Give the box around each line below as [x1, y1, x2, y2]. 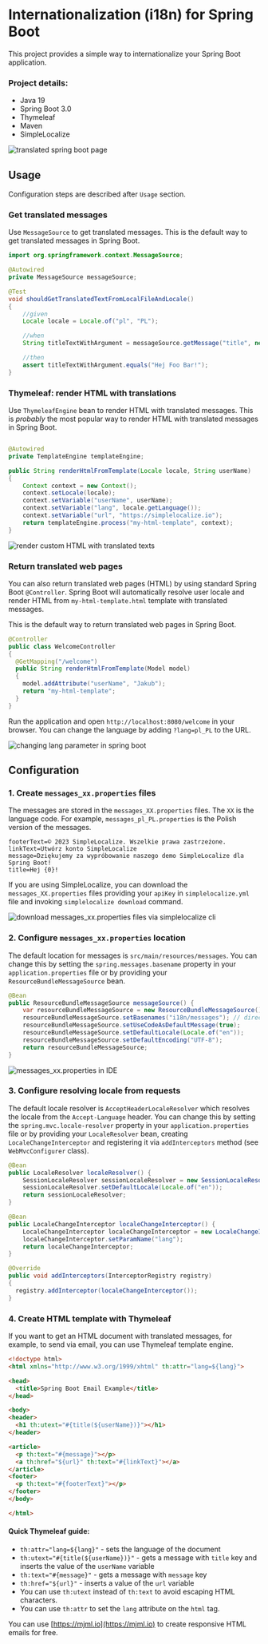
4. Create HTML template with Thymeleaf [8, 1312, 171, 1324]
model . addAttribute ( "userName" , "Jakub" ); [22, 680, 166, 688]
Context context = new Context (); [22, 482, 137, 490]
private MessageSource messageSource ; [8, 273, 137, 281]
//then [22, 354, 45, 362]
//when [22, 332, 45, 340]
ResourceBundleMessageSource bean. [8, 976, 126, 986]
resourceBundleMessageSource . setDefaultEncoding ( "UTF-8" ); [22, 1036, 223, 1044]
